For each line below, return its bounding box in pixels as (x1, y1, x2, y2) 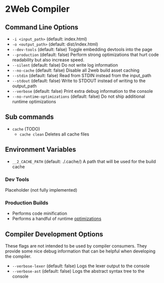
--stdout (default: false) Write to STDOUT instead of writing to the (12, 78, 146, 84)
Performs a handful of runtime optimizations (12, 216, 102, 222)
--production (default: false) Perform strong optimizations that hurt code (12, 52, 159, 57)
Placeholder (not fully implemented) (5, 187, 77, 193)
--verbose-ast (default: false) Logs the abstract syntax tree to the (12, 268, 144, 274)
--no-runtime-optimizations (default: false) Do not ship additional (12, 93, 145, 99)
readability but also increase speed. (12, 57, 85, 62)
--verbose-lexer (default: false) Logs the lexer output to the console (12, 263, 150, 269)
